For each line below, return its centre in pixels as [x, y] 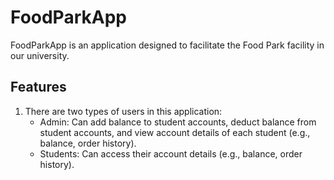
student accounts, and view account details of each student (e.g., [175, 132]
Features [38, 87]
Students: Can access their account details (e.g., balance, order [171, 153]
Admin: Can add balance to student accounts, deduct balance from [178, 122]
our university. [40, 55]
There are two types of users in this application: [123, 111]
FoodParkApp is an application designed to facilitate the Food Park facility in [167, 45]
